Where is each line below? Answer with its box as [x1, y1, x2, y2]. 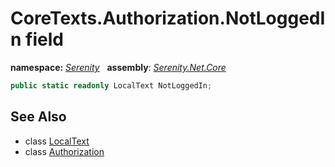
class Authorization [24, 145, 105, 157]
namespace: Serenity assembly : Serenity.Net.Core [10, 61, 227, 73]
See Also [10, 108, 67, 126]
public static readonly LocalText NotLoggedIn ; [10, 80, 213, 91]
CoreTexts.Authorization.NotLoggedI [10, 7, 326, 30]
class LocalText [24, 135, 90, 147]
